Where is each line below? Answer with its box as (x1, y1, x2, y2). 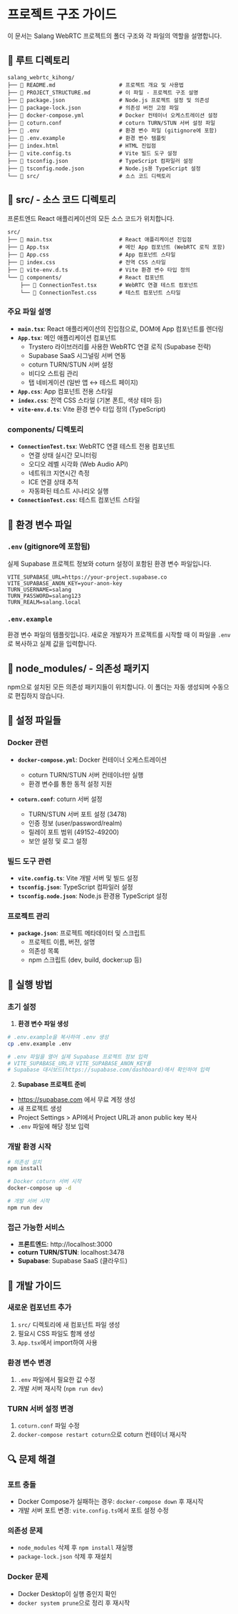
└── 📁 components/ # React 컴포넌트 (7, 274, 165, 281)
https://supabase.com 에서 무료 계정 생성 (17, 1095, 136, 1104)
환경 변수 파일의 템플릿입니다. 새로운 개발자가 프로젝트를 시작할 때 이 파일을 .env (7, 630, 232, 639)
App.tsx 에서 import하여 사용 (17, 1337, 98, 1347)
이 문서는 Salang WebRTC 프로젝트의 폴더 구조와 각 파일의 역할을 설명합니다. (7, 31, 222, 40)
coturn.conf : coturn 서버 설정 (17, 794, 103, 803)
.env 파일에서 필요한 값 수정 (17, 1375, 95, 1384)
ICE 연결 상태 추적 (28, 478, 79, 487)
